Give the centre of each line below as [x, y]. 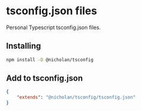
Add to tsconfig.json [45, 78]
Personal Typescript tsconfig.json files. [54, 27]
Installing [24, 46]
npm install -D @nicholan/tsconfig [50, 60]
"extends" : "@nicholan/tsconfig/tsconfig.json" [76, 97]
